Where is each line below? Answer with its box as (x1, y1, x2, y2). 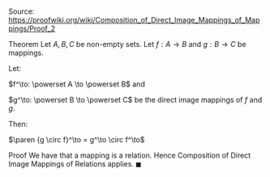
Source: (8, 6, 35, 16)
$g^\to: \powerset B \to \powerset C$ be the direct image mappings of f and (8, 95, 263, 105)
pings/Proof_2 (8, 23, 55, 34)
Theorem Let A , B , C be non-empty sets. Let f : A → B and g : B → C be (8, 40, 246, 49)
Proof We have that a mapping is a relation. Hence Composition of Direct (8, 150, 251, 160)
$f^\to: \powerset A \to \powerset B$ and (8, 79, 146, 89)
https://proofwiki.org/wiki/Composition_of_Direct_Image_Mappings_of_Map (8, 15, 260, 25)
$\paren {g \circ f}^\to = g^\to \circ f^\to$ (8, 135, 145, 145)
